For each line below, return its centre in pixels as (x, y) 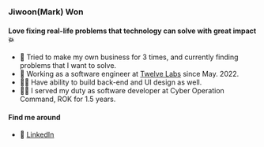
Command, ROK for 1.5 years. (68, 99)
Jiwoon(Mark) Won (46, 12)
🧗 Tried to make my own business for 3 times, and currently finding (129, 57)
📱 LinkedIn (37, 135)
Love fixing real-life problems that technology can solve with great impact (132, 31)
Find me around (34, 117)
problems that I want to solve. (68, 66)
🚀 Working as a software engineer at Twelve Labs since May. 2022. (129, 74)
